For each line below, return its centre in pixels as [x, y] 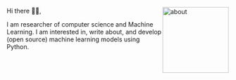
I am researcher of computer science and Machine [80, 24]
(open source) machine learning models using [73, 39]
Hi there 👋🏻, [24, 11]
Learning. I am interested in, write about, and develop [84, 32]
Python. [18, 47]
